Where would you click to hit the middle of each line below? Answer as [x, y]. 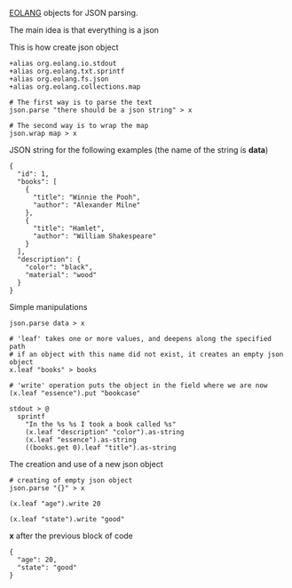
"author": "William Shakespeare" [95, 236]
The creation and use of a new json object [86, 464]
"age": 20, [37, 560]
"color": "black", [59, 267]
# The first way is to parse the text [81, 102]
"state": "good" [47, 568]
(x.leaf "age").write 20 [55, 504]
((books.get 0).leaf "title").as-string [101, 448]
